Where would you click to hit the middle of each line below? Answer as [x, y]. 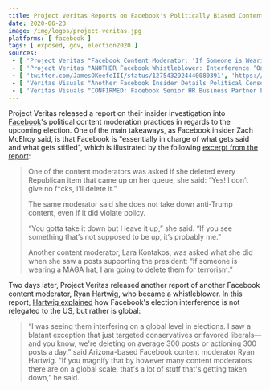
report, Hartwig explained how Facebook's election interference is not [124, 302]
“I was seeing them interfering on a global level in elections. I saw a [139, 326]
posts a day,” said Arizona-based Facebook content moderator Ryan [141, 352]
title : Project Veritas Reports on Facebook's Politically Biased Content [136, 16]
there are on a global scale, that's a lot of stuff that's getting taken [137, 369]
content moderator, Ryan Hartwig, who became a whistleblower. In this [125, 294]
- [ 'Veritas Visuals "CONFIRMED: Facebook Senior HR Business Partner [134, 90]
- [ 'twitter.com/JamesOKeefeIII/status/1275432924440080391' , [120, 76]
